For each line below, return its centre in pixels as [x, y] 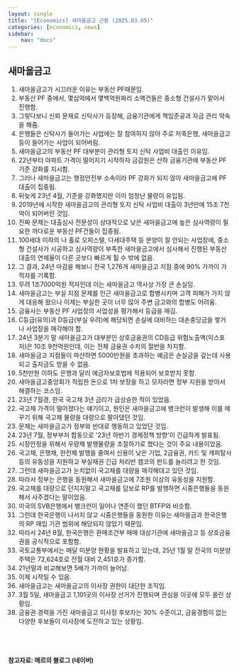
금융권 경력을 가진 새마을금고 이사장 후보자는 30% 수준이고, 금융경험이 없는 [123, 612]
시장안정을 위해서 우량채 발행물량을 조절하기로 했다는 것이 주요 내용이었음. [121, 443]
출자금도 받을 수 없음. [61, 364]
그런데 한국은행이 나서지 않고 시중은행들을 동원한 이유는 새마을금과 [110, 514]
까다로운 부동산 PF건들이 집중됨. [76, 231]
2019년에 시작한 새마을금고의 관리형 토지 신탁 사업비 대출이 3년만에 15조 [118, 204]
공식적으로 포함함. [56, 541]
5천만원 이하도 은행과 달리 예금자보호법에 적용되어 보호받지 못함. [107, 372]
